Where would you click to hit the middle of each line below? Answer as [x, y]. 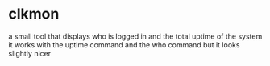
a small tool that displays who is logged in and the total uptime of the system [135, 36]
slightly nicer [29, 53]
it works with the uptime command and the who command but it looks [124, 44]
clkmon [34, 14]
